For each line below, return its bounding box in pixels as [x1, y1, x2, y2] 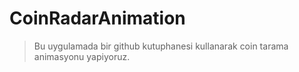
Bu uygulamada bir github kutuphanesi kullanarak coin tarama [33, 40, 289, 52]
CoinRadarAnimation [9, 7, 186, 30]
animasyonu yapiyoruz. [33, 50, 131, 62]
